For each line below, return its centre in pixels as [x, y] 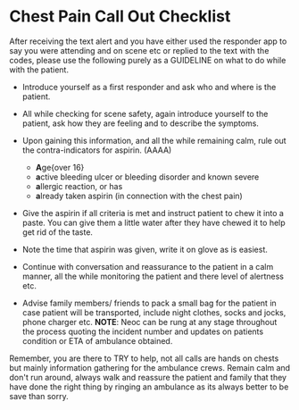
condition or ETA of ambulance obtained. [97, 340]
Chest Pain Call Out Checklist [120, 17]
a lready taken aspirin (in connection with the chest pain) [139, 196]
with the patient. [39, 70]
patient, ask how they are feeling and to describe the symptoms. [140, 123]
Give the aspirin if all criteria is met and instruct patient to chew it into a [153, 213]
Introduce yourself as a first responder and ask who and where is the [149, 87]
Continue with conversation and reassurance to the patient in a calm [148, 266]
